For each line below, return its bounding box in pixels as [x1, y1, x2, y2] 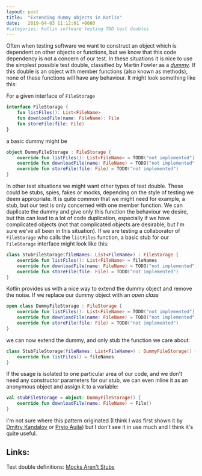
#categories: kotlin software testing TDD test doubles [6, 25, 149, 32]
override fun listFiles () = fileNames [17, 354, 114, 360]
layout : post [6, 8, 39, 15]
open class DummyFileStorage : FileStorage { [6, 303, 122, 309]
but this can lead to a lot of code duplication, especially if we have [6, 215, 170, 221]
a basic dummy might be [6, 137, 67, 145]
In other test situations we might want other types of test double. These [6, 182, 183, 189]
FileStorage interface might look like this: [6, 240, 109, 247]
